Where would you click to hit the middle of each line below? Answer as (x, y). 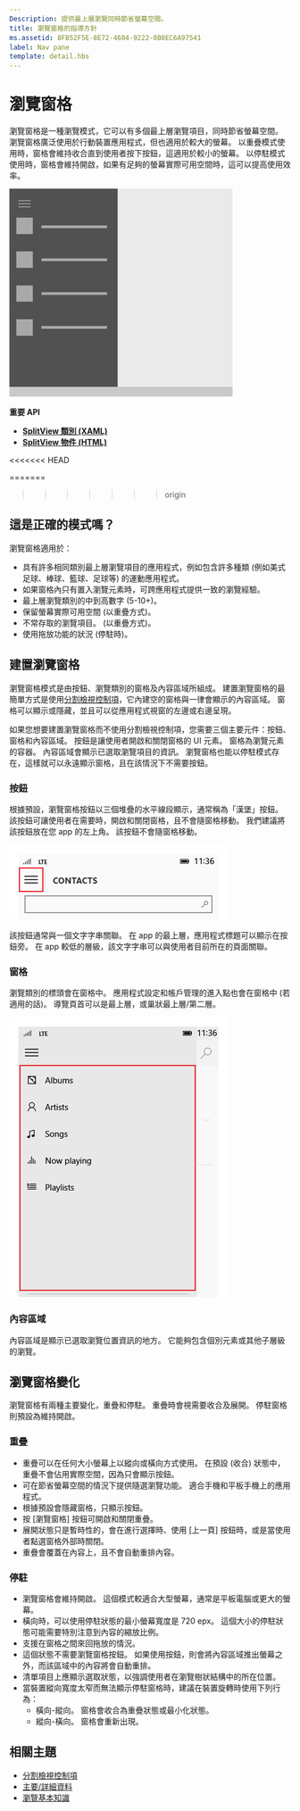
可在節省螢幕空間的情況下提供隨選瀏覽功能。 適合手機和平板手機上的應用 (156, 1485)
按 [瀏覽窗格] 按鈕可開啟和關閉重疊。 (90, 1518)
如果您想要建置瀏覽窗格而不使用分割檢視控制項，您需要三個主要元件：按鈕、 (150, 729)
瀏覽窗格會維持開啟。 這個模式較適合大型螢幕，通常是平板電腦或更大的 (152, 1599)
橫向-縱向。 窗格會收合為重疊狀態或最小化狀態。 (125, 1710)
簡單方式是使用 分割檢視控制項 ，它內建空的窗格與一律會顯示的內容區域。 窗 (147, 699)
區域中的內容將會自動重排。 (104, 1666)
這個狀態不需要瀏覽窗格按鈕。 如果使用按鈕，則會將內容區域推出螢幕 (148, 1654)
